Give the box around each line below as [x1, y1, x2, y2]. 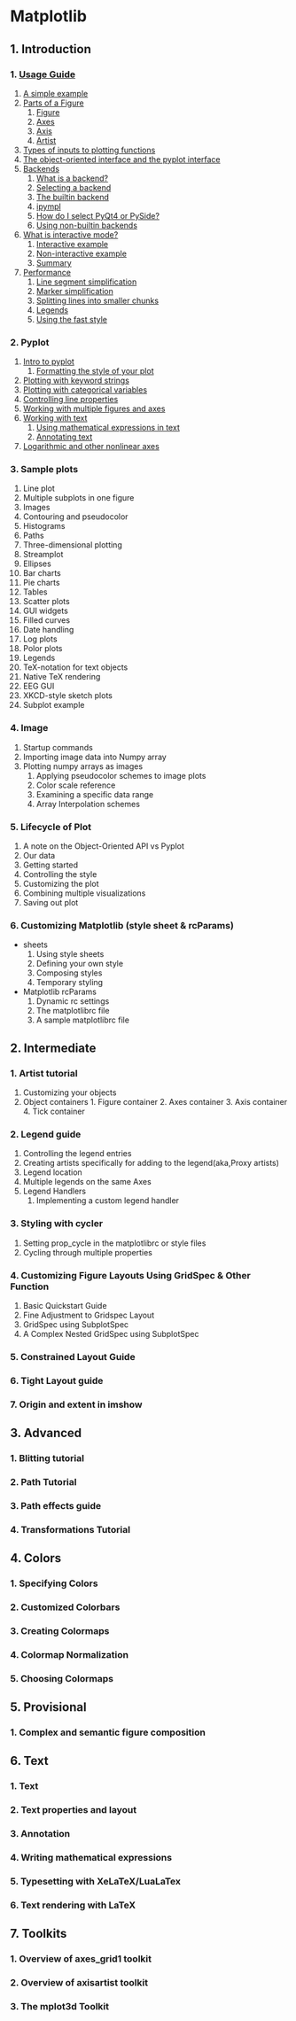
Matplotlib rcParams [22, 986, 97, 998]
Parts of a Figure [22, 97, 84, 108]
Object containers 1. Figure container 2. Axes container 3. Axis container [22, 1097, 288, 1108]
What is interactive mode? [22, 229, 119, 240]
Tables [22, 587, 48, 597]
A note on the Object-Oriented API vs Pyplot [22, 841, 185, 851]
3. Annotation [10, 1828, 70, 1840]
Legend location [22, 1167, 82, 1178]
